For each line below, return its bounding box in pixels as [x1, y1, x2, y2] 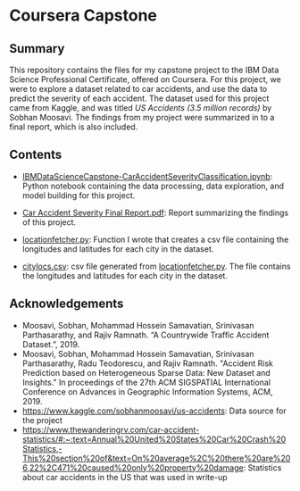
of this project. [21, 216, 77, 228]
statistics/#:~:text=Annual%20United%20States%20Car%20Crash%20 [21, 434, 287, 445]
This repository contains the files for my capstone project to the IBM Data [9, 64, 279, 75]
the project [21, 414, 62, 425]
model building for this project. [21, 189, 136, 201]
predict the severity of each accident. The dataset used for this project [9, 93, 270, 104]
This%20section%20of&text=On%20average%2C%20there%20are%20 [21, 453, 291, 463]
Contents [9, 147, 62, 162]
